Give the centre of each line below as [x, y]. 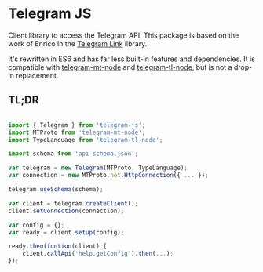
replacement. [37, 75]
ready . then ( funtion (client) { [58, 247]
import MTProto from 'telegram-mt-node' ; [77, 132]
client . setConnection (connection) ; [66, 211]
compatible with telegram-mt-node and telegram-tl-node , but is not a [120, 67]
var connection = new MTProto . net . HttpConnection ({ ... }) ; [109, 176]
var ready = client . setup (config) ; [66, 232]
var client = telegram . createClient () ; [73, 203]
